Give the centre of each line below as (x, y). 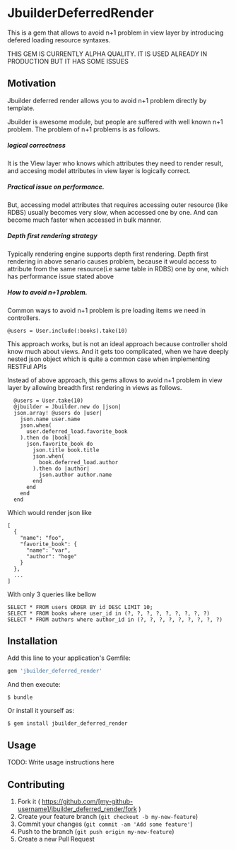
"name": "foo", (42, 538)
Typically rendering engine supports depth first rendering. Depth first (108, 254)
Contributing (36, 785)
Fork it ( (29, 801)
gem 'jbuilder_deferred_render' (55, 671)
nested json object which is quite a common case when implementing (109, 359)
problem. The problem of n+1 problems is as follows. (84, 129)
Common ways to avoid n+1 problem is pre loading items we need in (107, 310)
